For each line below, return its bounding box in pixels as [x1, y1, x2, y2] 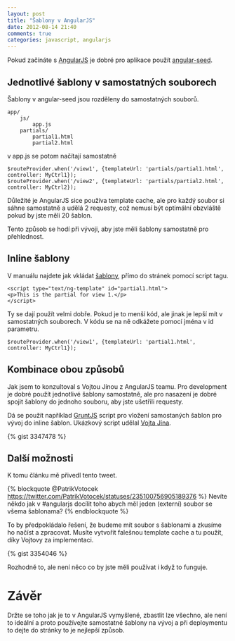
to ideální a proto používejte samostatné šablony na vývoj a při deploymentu [7, 618, 228, 627]
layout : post [7, 10, 46, 18]
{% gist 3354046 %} [7, 549, 68, 558]
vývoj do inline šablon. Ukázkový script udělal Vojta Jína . [7, 418, 172, 427]
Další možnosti [7, 452, 74, 464]
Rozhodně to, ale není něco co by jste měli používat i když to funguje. [7, 563, 208, 571]
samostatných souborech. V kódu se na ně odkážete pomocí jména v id [7, 317, 214, 325]
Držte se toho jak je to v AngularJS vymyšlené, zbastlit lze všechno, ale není [7, 611, 227, 620]
